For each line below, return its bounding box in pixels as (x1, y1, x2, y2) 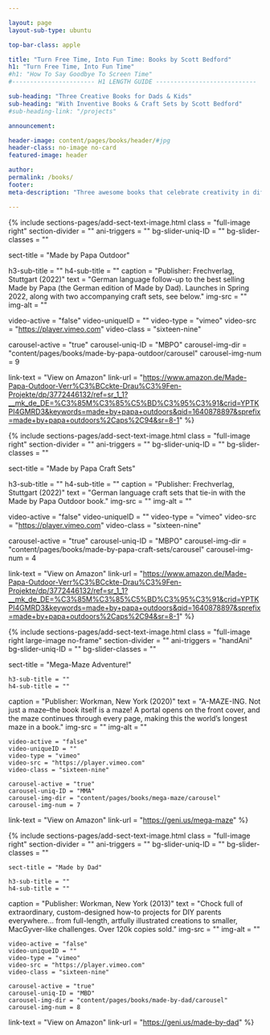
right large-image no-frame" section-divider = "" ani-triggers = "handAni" (8, 635, 253, 645)
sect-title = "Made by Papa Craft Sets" (8, 464, 136, 473)
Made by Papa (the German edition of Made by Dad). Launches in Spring (8, 282, 250, 292)
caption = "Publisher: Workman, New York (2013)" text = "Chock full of (8, 898, 243, 908)
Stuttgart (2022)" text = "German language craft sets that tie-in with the (8, 488, 246, 497)
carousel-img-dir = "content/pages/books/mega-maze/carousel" (8, 794, 221, 802)
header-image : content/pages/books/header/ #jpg (8, 136, 171, 145)
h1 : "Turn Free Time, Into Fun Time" (8, 63, 135, 71)
